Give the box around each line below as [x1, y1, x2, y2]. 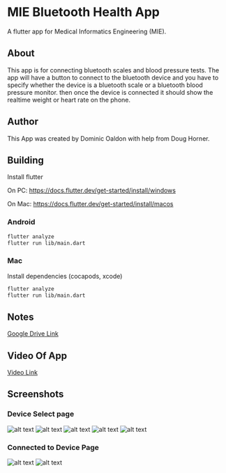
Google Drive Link [7, 329, 59, 338]
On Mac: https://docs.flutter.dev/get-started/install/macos [7, 200, 174, 208]
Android [7, 217, 36, 227]
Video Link [7, 369, 38, 377]
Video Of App [7, 350, 68, 362]
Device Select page [7, 409, 75, 419]
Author [7, 116, 38, 127]
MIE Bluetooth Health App [7, 4, 160, 20]
